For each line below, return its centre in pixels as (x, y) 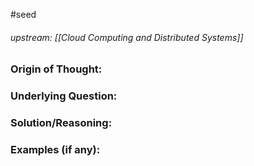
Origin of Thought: (56, 69)
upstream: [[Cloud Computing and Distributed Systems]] (127, 37)
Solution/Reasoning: (61, 123)
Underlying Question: (64, 96)
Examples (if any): (55, 149)
